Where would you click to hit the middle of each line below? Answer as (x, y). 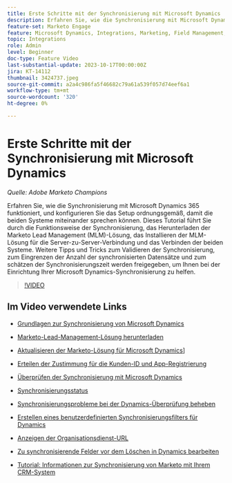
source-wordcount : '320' (43, 97)
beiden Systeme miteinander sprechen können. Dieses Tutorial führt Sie (109, 220)
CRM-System (36, 472)
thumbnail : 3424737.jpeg (43, 78)
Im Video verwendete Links (67, 307)
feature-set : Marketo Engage (49, 26)
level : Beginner (30, 53)
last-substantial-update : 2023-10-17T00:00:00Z (77, 65)
